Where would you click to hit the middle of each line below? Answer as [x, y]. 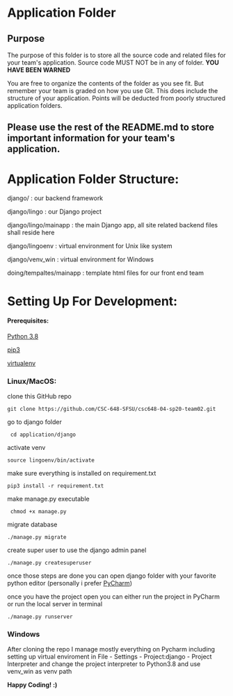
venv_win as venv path [40, 672]
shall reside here [31, 233]
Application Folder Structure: [93, 179]
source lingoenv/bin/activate [51, 460]
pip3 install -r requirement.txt [56, 486]
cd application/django [43, 435]
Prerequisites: [28, 321]
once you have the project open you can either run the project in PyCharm [114, 597]
